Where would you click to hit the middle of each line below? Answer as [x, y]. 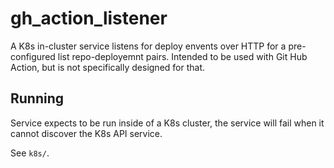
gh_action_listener [89, 18]
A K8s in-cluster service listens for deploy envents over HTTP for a [148, 46]
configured [33, 56]
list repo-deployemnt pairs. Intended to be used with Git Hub [182, 56]
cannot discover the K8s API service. [86, 133]
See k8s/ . [30, 153]
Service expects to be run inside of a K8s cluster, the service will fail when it [167, 123]
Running [37, 98]
